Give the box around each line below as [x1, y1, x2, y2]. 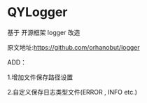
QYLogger [7, 4, 68, 20]
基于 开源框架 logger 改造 [7, 28, 80, 36]
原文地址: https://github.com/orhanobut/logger [7, 43, 140, 51]
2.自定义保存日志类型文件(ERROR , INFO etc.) [7, 88, 138, 96]
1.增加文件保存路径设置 [7, 73, 73, 81]
